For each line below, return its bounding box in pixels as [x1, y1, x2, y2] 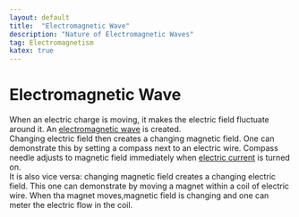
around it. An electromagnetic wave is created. [9, 124, 182, 135]
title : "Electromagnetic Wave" [9, 21, 130, 30]
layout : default [9, 13, 70, 22]
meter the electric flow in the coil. [9, 200, 133, 211]
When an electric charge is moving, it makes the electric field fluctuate [9, 114, 270, 125]
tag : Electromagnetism [9, 38, 94, 47]
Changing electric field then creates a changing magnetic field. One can [9, 133, 275, 144]
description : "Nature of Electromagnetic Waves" [9, 29, 194, 38]
